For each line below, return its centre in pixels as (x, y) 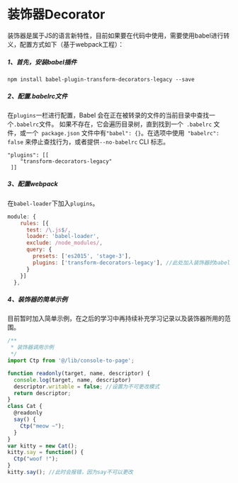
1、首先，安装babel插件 (42, 62)
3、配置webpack (33, 184)
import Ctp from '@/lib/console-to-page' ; (71, 361)
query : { (39, 250)
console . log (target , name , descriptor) (73, 380)
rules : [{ (35, 223)
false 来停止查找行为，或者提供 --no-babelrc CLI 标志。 (89, 142)
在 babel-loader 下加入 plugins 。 (53, 203)
